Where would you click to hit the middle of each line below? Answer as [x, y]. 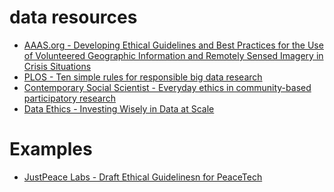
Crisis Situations [57, 66]
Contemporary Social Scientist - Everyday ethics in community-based [167, 87]
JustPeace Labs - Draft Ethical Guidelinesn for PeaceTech [143, 177]
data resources [73, 17]
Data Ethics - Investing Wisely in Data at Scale [119, 108]
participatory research [69, 98]
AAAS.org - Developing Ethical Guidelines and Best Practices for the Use [173, 45]
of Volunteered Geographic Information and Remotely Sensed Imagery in [173, 55]
